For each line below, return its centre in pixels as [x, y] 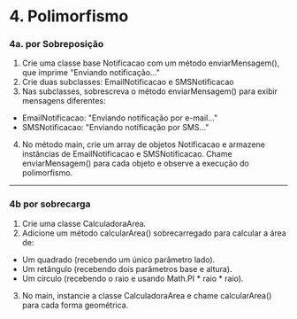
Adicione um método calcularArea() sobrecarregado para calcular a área [154, 233]
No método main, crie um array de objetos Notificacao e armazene [143, 144]
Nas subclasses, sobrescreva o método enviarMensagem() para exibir [150, 91]
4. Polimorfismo [69, 16]
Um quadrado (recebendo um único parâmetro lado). [118, 260]
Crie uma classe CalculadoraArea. [84, 223]
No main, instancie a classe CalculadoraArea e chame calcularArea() [147, 295]
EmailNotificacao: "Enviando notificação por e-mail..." [120, 118]
